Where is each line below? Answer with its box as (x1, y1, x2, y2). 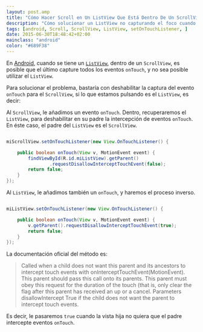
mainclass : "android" (6, 37, 61, 43)
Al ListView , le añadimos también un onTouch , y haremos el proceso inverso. (6, 189, 196, 196)
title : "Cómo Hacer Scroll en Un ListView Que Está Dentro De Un (6, 15, 174, 21)
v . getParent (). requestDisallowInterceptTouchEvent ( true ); (28, 222, 177, 228)
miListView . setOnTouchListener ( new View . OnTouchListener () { (6, 206, 164, 212)
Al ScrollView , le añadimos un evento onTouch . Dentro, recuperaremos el (6, 109, 186, 116)
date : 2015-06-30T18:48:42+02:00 (6, 32, 91, 38)
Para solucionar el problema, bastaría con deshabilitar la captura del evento (6, 84, 195, 91)
